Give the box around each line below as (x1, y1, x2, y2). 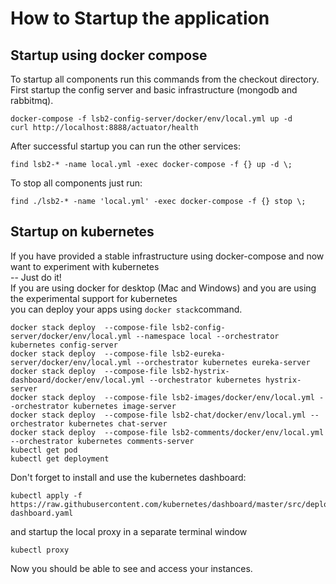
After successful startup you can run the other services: (10, 140, 241, 152)
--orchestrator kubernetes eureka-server (135, 357, 311, 367)
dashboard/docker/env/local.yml (10, 375, 145, 385)
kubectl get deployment (10, 453, 110, 464)
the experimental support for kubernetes (10, 292, 178, 304)
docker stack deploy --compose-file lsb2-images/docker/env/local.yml (10, 392, 315, 402)
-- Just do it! (10, 271, 62, 283)
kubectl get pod (10, 445, 78, 455)
